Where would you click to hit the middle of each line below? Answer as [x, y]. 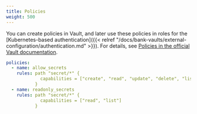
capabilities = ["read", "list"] [81, 100]
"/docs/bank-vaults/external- [151, 40]
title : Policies [26, 11]
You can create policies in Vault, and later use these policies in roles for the [97, 33]
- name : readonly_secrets [43, 90]
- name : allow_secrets [39, 68]
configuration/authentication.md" [46, 46]
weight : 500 [21, 17]
